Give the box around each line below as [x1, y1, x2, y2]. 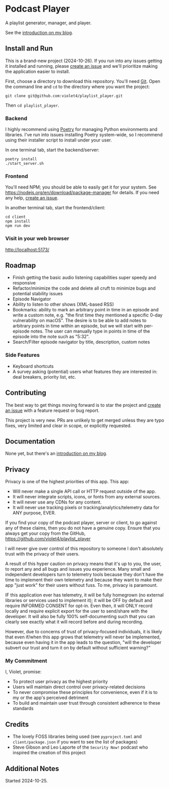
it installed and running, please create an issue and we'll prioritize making [5, 63, 158, 69]
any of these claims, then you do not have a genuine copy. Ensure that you [5, 525, 160, 531]
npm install [5, 219, 30, 224]
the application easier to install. [5, 68, 70, 74]
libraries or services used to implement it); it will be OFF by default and [5, 597, 152, 604]
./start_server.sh [5, 161, 44, 166]
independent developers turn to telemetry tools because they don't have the [5, 572, 164, 578]
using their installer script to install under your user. [5, 137, 112, 143]
